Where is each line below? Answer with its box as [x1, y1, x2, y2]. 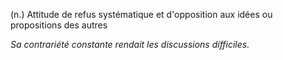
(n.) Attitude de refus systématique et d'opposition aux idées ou [10, 9, 273, 20]
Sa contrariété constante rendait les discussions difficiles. [10, 39, 250, 50]
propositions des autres [10, 19, 108, 31]
